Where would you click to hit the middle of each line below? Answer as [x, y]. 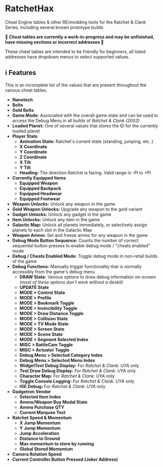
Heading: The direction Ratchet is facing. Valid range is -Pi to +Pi [85, 173]
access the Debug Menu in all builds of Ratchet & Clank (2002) [76, 120]
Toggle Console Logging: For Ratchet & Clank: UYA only [77, 381]
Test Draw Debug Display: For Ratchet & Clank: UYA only [78, 370]
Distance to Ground [40, 438]
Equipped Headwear [41, 193]
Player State [25, 136]
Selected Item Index [40, 397]
